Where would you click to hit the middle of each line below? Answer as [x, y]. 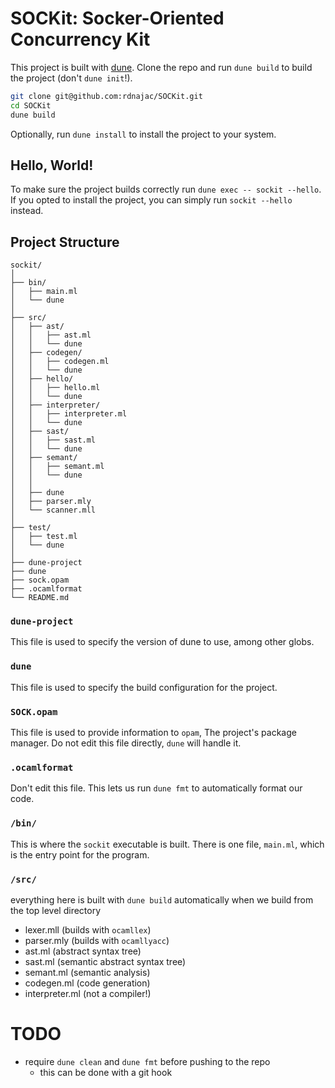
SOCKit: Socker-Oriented [117, 18]
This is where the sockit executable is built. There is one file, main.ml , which [167, 844]
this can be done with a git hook [106, 1072]
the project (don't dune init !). [71, 78]
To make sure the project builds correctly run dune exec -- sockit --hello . [166, 189]
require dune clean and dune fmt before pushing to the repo [147, 1061]
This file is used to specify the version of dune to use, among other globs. [162, 642]
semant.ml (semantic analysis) [87, 972]
